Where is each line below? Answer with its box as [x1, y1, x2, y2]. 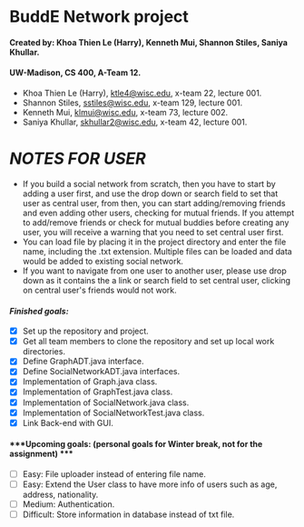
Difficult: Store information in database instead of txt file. [22, 509, 235, 520]
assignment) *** [9, 448, 74, 460]
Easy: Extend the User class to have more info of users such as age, [22, 479, 278, 490]
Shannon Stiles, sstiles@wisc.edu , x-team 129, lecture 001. [22, 97, 243, 108]
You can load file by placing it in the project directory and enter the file [22, 236, 287, 247]
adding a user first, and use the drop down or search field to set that [22, 188, 279, 199]
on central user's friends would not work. [22, 284, 177, 295]
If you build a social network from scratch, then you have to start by [22, 178, 277, 189]
